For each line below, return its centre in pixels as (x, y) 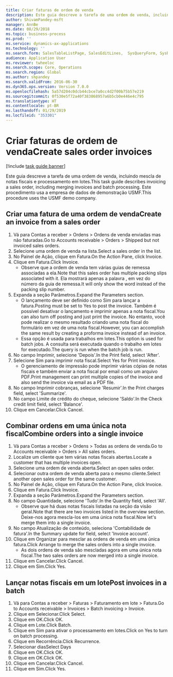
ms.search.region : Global (33, 73)
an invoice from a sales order (53, 222)
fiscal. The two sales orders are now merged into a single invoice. (90, 556)
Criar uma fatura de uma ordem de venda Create (84, 214)
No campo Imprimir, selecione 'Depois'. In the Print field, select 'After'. (86, 355)
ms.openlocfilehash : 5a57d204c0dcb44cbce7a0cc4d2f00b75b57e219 (75, 91)
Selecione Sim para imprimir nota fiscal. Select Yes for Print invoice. (84, 360)
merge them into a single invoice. (56, 523)
